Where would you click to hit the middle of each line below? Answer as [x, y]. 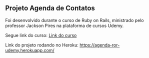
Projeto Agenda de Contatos [50, 8]
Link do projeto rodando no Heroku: [42, 45]
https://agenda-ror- [100, 45]
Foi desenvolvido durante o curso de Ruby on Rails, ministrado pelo [74, 20]
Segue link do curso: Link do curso [41, 35]
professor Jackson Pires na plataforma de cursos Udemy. [64, 25]
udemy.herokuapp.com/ [30, 50]
